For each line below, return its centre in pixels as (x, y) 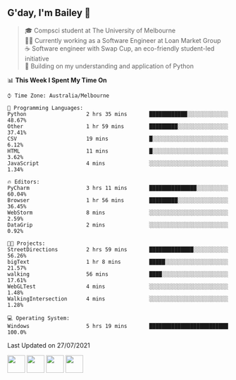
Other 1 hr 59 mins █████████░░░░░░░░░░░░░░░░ (118, 126)
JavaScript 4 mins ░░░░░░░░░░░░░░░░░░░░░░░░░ (118, 163)
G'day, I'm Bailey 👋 (49, 13)
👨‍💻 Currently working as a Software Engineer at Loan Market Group (123, 40)
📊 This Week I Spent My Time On (57, 80)
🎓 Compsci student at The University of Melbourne (100, 30)
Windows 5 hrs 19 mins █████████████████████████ (118, 326)
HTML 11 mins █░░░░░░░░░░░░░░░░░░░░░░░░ (118, 151)
